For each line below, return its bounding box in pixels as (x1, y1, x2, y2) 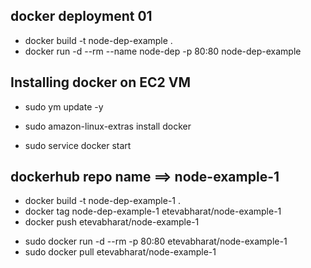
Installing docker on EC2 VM (10, 74, 191, 91)
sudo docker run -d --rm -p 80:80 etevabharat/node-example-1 (24, 235, 288, 248)
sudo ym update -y (24, 100, 104, 113)
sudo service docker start (24, 139, 132, 151)
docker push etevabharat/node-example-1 (24, 216, 200, 228)
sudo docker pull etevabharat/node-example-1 (24, 246, 217, 258)
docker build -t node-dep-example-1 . (24, 195, 182, 207)
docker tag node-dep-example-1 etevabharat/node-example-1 (24, 205, 282, 218)
